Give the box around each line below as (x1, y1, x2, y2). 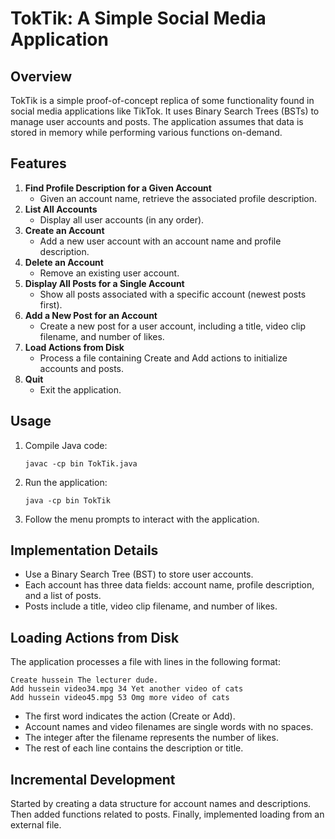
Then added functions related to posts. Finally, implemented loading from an (10, 808, 325, 821)
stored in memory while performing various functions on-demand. (10, 127, 283, 138)
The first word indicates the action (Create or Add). (24, 710, 236, 722)
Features (10, 155, 67, 172)
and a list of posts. (24, 590, 102, 602)
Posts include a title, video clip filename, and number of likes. (24, 600, 278, 612)
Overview (10, 68, 73, 85)
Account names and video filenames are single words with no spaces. (24, 721, 314, 733)
